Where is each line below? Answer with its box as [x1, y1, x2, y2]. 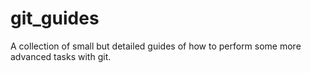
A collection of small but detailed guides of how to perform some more [10, 40, 302, 52]
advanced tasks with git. [10, 50, 112, 62]
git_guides [10, 7, 100, 30]
